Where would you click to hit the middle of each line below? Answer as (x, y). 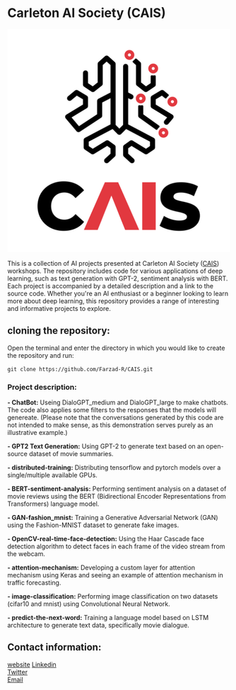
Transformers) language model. (53, 504)
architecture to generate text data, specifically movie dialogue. (98, 626)
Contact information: (54, 647)
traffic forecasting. (34, 583)
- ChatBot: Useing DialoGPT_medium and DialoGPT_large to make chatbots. (118, 402)
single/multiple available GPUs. (52, 475)
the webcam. (26, 554)
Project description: (42, 387)
